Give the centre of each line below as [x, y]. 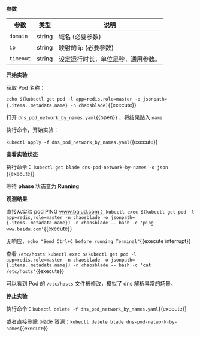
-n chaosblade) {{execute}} [103, 105]
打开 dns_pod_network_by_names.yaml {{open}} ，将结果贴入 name [84, 117]
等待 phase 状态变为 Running [43, 186]
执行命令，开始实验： [32, 130]
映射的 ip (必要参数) [87, 48]
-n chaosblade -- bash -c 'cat [112, 265]
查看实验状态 [22, 154]
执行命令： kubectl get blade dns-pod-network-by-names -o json [87, 167]
